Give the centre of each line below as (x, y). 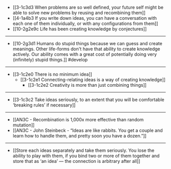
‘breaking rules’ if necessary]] (44, 105)
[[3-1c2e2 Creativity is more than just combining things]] (87, 85)
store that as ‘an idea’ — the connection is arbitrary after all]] (76, 161)
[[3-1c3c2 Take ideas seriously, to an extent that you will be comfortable (88, 99)
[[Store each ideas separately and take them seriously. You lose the (83, 150)
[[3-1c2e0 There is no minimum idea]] (52, 74)
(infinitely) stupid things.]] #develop (50, 60)
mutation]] (23, 125)
